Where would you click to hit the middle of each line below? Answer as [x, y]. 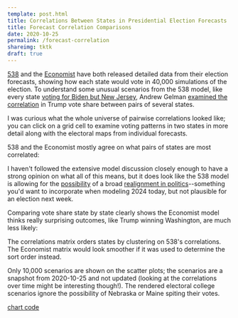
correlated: [23, 155]
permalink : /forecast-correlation [59, 41]
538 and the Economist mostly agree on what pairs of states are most [109, 147]
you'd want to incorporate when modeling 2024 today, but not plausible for [117, 191]
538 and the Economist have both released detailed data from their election [118, 74]
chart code [23, 307]
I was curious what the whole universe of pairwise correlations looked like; [117, 118]
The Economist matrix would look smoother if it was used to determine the [116, 249]
